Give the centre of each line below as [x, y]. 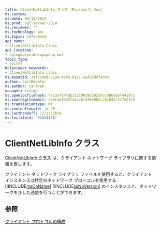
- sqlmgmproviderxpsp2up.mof [34, 55]
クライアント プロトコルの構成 [35, 222]
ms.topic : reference [26, 37]
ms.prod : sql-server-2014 [31, 23]
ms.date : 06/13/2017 [26, 18]
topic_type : [17, 59]
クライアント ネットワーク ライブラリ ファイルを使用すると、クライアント [79, 174]
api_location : [19, 50]
